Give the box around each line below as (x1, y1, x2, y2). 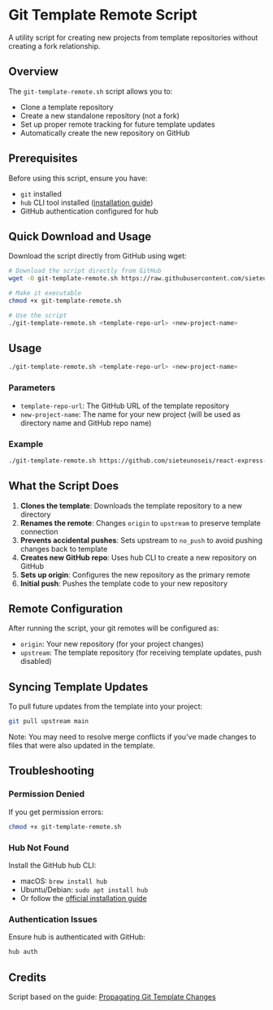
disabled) (19, 657, 52, 666)
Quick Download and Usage (8, 229, 152, 243)
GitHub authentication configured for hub (19, 206, 158, 216)
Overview (8, 65, 59, 79)
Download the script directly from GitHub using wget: (8, 251, 187, 261)
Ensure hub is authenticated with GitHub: (8, 932, 146, 942)
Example (8, 438, 44, 449)
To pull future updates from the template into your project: (8, 701, 203, 712)
